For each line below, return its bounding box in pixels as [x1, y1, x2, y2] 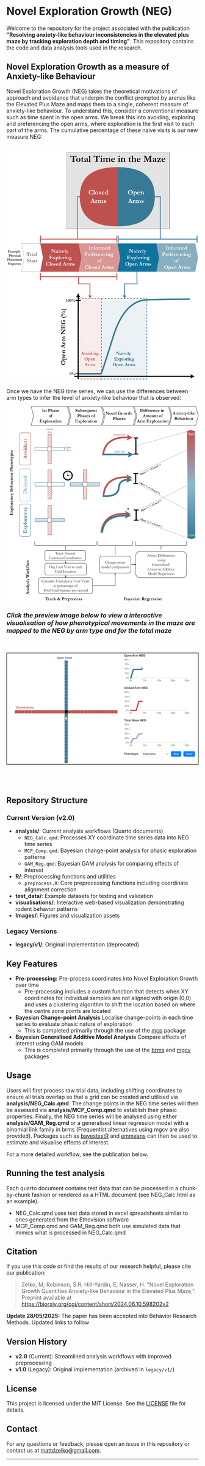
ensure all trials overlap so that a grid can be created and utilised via [6, 1093, 178, 1100]
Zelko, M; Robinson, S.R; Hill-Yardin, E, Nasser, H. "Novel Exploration [21, 1281, 194, 1288]
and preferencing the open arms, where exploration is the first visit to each [6, 120, 195, 127]
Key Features [6, 959, 58, 969]
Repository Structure [6, 795, 88, 805]
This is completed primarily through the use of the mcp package [24, 1026, 186, 1034]
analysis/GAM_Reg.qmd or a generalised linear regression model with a [6, 1119, 189, 1126]
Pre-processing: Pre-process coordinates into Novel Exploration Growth [15, 974, 198, 982]
